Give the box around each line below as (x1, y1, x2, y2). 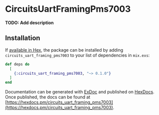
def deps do (5, 61, 30, 67)
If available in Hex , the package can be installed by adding (5, 47, 124, 53)
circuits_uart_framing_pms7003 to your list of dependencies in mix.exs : (5, 52, 150, 58)
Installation (5, 34, 40, 42)
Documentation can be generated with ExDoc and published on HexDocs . (5, 89, 155, 95)
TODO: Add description (5, 20, 54, 26)
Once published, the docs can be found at (5, 94, 91, 100)
